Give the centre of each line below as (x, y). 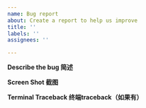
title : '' (22, 27)
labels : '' (23, 34)
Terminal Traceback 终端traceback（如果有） (75, 97)
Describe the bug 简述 (40, 67)
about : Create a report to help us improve (73, 20)
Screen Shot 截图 (33, 83)
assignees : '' (28, 40)
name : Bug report (33, 14)
